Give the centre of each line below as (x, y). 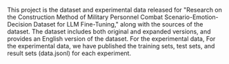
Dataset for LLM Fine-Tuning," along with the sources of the (118, 24)
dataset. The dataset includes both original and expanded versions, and (109, 31)
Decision (20, 24)
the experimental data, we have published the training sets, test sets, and (111, 46)
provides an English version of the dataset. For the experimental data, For (111, 39)
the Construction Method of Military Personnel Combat (85, 17)
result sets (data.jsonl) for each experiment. (69, 53)
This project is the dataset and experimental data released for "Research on (115, 10)
